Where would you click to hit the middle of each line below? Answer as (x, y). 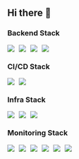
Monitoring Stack (38, 133)
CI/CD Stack (29, 66)
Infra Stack (26, 100)
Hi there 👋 (29, 13)
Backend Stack (34, 33)
